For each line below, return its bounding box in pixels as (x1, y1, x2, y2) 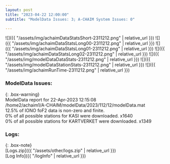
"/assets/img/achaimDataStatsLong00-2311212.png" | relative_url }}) (12, 40, 155, 46)
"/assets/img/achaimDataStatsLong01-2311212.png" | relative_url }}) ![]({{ (12, 46, 165, 52)
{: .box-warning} (5, 91, 40, 97)
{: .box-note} (5, 142, 32, 148)
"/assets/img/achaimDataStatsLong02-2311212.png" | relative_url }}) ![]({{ (5, 51, 159, 57)
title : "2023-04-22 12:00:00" (5, 12, 70, 17)
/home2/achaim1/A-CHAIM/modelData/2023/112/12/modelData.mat (5, 102, 146, 108)
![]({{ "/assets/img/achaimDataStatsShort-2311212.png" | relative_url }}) (5, 35, 155, 41)
